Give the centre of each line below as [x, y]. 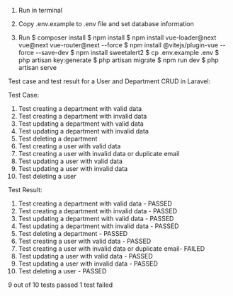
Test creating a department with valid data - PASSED [95, 203]
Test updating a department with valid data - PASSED [96, 219]
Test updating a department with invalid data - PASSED [98, 226]
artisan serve [38, 67]
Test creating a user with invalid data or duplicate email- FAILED [112, 249]
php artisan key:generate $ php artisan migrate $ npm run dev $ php [118, 60]
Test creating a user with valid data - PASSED [85, 241]
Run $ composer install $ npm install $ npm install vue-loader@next [117, 37]
